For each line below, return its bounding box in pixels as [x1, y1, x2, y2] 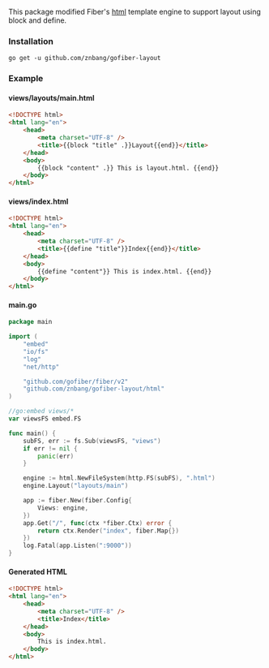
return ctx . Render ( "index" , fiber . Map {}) [37, 527, 180, 535]
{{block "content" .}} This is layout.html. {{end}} [37, 164, 220, 172]
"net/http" [23, 363, 60, 371]
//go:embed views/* [8, 407, 75, 416]
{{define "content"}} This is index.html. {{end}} [37, 267, 212, 275]
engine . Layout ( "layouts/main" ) [23, 482, 129, 490]
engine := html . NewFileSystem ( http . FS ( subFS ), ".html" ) [23, 474, 216, 482]
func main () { [8, 429, 57, 437]
